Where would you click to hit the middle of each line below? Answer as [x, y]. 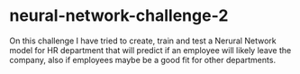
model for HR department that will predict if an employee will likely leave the [150, 50]
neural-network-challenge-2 [119, 16]
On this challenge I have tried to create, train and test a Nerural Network [143, 41]
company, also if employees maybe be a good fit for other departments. [143, 60]
